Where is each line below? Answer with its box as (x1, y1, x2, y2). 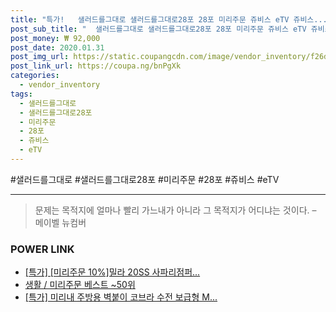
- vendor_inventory (19, 80, 101, 90)
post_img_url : (10, 52, 70, 62)
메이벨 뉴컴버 (34, 216, 87, 228)
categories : (10, 71, 60, 81)
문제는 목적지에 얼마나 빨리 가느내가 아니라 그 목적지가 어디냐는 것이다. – (34, 204, 317, 216)
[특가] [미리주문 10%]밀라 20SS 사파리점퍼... (24, 266, 201, 278)
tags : (10, 89, 33, 99)
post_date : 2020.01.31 (10, 42, 105, 53)
